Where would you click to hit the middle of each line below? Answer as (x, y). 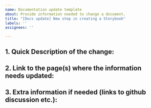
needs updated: (30, 76)
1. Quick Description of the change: (60, 52)
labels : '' (16, 23)
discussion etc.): (31, 100)
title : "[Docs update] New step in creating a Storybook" (65, 18)
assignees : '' (20, 28)
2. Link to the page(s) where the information (73, 68)
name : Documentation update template (43, 9)
